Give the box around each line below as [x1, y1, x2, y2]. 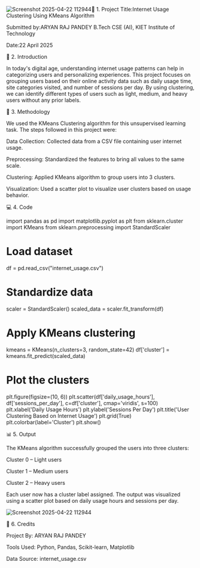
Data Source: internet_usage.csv [6, 555, 87, 562]
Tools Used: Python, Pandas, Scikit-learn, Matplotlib [6, 543, 135, 551]
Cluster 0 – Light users [6, 455, 62, 463]
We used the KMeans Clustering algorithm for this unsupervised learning [6, 120, 186, 127]
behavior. [6, 192, 29, 199]
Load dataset [6, 245, 73, 259]
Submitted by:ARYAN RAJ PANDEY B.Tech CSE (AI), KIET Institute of [6, 24, 175, 31]
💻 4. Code [6, 203, 33, 211]
